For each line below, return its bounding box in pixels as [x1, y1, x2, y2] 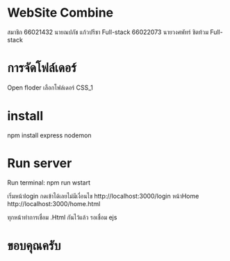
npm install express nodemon [7, 130, 92, 140]
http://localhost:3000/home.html [7, 199, 101, 208]
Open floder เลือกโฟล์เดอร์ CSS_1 [7, 83, 94, 92]
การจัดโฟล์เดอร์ [7, 60, 76, 76]
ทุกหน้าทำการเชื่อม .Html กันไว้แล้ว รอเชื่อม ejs [7, 213, 117, 221]
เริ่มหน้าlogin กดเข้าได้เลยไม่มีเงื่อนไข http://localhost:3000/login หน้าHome [7, 192, 199, 200]
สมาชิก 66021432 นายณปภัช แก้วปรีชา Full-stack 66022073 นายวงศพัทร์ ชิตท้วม [7, 28, 208, 36]
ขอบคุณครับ [7, 237, 61, 253]
